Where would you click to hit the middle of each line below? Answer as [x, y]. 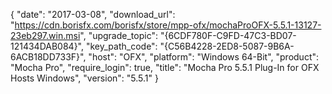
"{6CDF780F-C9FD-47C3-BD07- [228, 35]
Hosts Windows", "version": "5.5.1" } [84, 78]
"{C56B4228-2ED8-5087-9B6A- [227, 46]
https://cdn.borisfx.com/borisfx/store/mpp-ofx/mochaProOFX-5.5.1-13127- [168, 25]
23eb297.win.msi [45, 35]
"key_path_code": [121, 46]
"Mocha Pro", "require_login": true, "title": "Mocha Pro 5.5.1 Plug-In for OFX [165, 67]
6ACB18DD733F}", [48, 57]
